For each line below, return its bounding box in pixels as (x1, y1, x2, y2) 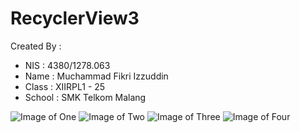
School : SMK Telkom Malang (24, 91, 147, 103)
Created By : (10, 40, 62, 52)
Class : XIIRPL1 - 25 (24, 80, 106, 92)
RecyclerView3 (10, 7, 140, 30)
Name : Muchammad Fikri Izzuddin (24, 70, 169, 82)
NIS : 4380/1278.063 (24, 59, 111, 71)
